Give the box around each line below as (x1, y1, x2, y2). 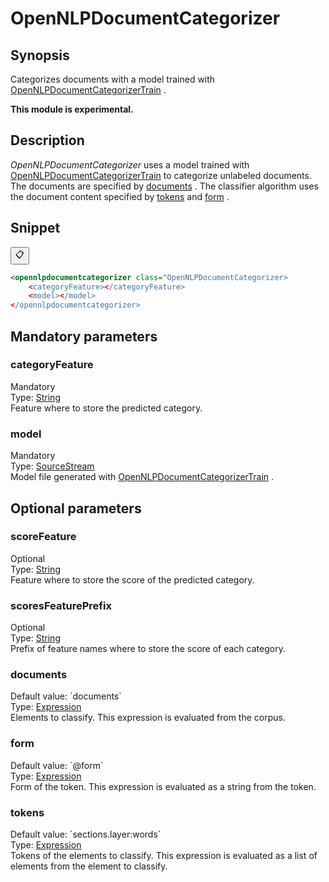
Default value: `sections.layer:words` (10, 828, 162, 840)
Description (10, 132, 85, 149)
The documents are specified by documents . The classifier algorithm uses (10, 180, 319, 192)
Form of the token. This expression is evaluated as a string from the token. (10, 780, 317, 792)
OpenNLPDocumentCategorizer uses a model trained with (10, 158, 250, 171)
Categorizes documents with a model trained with (10, 73, 216, 85)
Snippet (10, 220, 61, 237)
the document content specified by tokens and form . (10, 190, 230, 202)
